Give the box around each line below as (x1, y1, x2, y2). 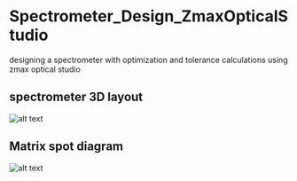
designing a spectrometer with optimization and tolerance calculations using (9, 54, 288, 65)
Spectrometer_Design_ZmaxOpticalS (9, 6, 289, 27)
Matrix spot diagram (9, 139, 124, 154)
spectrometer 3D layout (9, 90, 144, 105)
